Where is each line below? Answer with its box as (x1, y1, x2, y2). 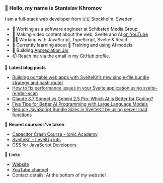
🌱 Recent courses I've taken (5, 122, 65, 128)
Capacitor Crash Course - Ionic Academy (12, 131, 98, 137)
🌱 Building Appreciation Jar (12, 47, 69, 53)
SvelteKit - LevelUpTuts (12, 137, 61, 143)
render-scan (12, 90, 38, 97)
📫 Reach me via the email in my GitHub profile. (12, 53, 110, 59)
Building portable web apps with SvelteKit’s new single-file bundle (12, 74, 149, 80)
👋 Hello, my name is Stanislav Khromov (5, 5, 102, 12)
